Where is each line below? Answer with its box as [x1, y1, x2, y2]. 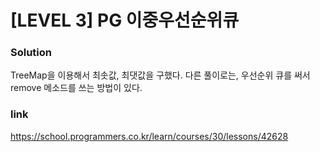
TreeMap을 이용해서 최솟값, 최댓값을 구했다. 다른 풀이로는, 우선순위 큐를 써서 [10, 69, 311, 81]
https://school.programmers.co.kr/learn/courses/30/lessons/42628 [10, 130, 289, 142]
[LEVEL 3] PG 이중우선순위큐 [10, 9, 240, 32]
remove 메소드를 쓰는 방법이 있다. [10, 82, 143, 94]
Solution [10, 46, 53, 60]
